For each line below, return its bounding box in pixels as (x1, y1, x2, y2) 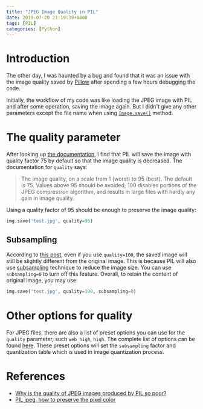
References (6, 369, 65, 383)
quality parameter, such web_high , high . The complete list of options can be (6, 335, 195, 342)
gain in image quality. (21, 195, 74, 202)
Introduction (6, 52, 70, 65)
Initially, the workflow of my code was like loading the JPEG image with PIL (6, 96, 193, 104)
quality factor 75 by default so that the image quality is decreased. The (6, 157, 182, 164)
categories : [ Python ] (6, 25, 61, 32)
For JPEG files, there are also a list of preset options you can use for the (6, 328, 185, 336)
